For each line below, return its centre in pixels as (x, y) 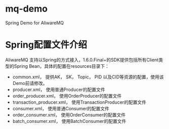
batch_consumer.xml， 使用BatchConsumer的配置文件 (69, 121)
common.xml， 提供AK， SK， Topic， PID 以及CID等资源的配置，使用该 (88, 77)
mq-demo (27, 9)
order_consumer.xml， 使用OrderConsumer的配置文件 (69, 115)
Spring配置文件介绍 (46, 45)
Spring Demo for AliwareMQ (35, 23)
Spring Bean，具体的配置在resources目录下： (62, 66)
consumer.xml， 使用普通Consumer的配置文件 (61, 108)
